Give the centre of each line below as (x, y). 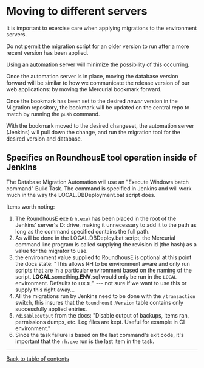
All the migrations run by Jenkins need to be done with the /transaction (105, 296)
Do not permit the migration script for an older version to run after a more (98, 46)
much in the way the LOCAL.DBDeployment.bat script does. (81, 195)
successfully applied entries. (51, 309)
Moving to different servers (77, 11)
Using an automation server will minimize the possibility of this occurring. (98, 64)
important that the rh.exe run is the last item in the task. (85, 341)
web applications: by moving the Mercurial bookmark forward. (84, 89)
